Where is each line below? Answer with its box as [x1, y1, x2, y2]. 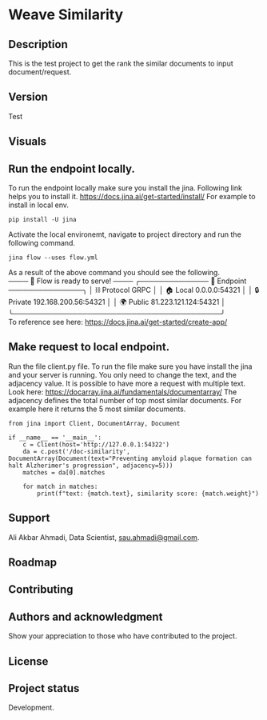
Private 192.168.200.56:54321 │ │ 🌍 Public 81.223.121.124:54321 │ [8, 298, 226, 307]
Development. [8, 702, 54, 713]
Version [8, 90, 48, 104]
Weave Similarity [8, 6, 124, 24]
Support [8, 511, 50, 525]
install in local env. [8, 200, 70, 210]
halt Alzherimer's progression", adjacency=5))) [8, 462, 173, 470]
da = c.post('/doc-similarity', [22, 447, 130, 455]
